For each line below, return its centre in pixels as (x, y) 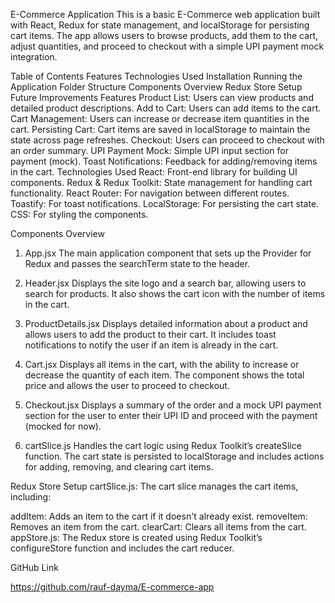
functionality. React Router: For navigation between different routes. (150, 193)
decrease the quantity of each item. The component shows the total (164, 375)
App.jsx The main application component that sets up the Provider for (168, 253)
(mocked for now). (63, 426)
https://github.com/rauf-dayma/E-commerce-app (112, 587)
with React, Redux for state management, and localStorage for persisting (160, 25)
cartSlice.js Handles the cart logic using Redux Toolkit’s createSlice (163, 445)
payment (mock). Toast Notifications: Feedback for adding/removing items (164, 161)
